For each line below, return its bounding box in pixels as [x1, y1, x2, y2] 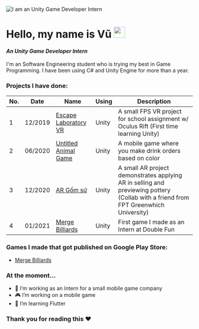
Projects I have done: [6, 82, 68, 90]
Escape [56, 110, 77, 119]
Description [137, 97, 171, 105]
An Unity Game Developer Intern [6, 48, 88, 55]
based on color [118, 154, 160, 162]
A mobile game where [118, 139, 179, 147]
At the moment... [6, 271, 56, 279]
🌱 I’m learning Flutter [14, 300, 66, 307]
